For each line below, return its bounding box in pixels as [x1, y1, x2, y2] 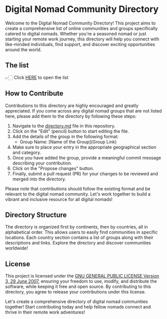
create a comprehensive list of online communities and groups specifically [5, 25, 158, 31]
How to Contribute [5, 89, 64, 98]
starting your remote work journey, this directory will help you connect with [5, 36, 160, 42]
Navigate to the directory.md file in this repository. [12, 122, 116, 128]
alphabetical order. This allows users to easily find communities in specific [5, 229, 158, 235]
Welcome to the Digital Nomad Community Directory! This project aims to [5, 20, 156, 26]
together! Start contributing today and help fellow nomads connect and [5, 304, 151, 310]
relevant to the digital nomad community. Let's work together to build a [5, 191, 151, 197]
